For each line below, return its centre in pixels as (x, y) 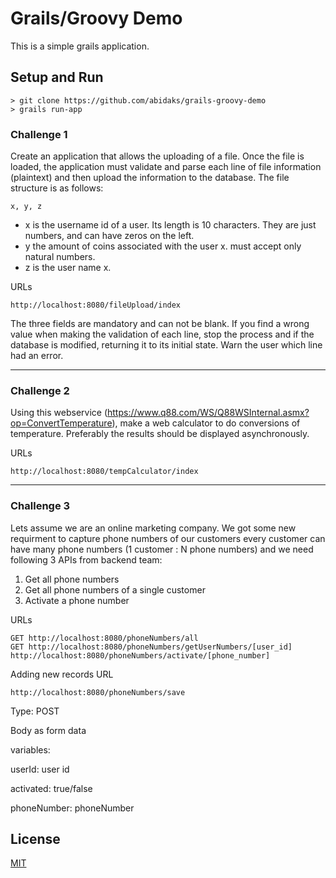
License (35, 839)
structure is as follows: (57, 188)
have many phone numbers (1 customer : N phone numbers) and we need (162, 549)
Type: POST (35, 711)
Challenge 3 (40, 506)
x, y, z (26, 207)
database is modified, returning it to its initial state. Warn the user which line (166, 345)
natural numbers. (60, 257)
